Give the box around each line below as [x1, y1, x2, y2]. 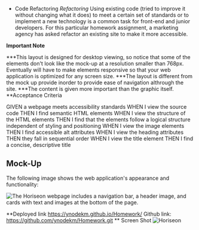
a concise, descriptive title [6, 142, 71, 148]
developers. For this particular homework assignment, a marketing [14, 24, 179, 31]
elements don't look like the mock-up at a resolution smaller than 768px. [6, 60, 184, 67]
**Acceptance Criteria [6, 92, 63, 99]
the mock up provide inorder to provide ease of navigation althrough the [6, 79, 184, 86]
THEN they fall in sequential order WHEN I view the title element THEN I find [6, 135, 194, 142]
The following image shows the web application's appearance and [6, 174, 170, 182]
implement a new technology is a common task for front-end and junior [14, 18, 191, 24]
